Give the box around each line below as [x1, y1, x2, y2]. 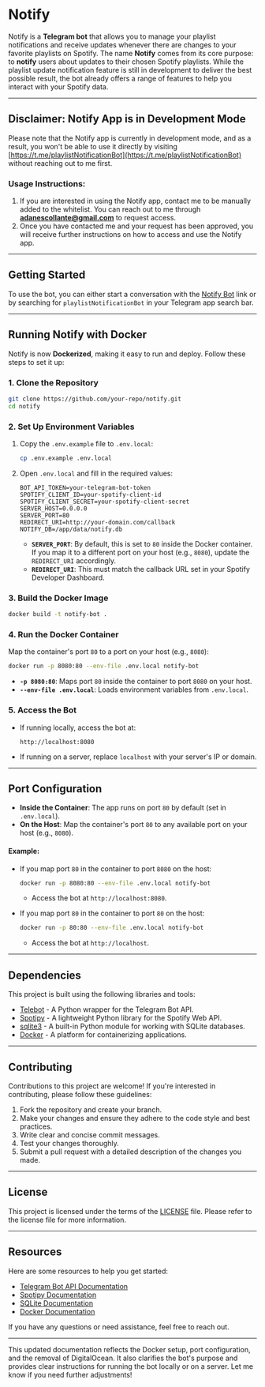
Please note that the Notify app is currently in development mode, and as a [8, 133, 252, 143]
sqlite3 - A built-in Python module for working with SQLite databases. [19, 1021, 246, 1032]
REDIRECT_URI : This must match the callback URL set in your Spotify [31, 564, 251, 573]
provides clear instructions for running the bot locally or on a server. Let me [8, 1361, 254, 1371]
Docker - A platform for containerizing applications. [19, 1030, 187, 1039]
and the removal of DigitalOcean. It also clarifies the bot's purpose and [8, 1353, 238, 1363]
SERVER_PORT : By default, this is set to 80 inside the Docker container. [31, 539, 253, 548]
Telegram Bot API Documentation [19, 1281, 129, 1291]
